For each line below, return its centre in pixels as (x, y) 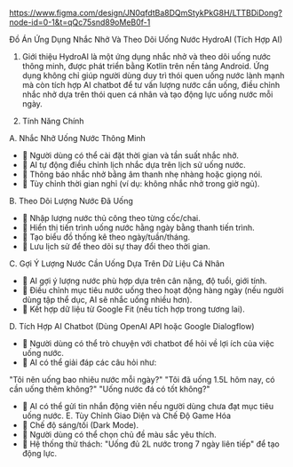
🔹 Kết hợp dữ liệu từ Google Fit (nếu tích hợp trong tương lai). (134, 309)
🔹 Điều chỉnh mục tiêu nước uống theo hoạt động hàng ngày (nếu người (153, 290)
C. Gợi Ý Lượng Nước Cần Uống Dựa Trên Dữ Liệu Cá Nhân (117, 264)
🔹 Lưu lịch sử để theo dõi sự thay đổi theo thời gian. (116, 246)
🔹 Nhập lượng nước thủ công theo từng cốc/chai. (111, 218)
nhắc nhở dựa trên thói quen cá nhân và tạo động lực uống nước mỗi (147, 94)
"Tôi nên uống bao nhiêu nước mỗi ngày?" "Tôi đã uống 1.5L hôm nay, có (142, 380)
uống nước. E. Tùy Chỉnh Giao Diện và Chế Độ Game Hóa (127, 416)
